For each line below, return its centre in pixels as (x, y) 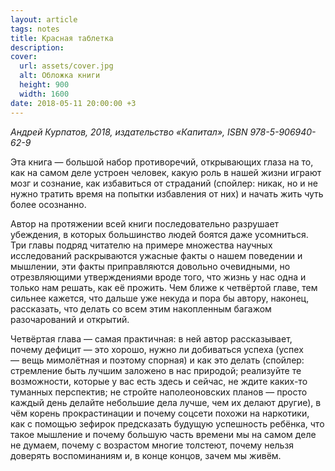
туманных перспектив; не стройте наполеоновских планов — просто (159, 392)
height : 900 (44, 85)
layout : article (44, 19)
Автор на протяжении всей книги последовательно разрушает (145, 223)
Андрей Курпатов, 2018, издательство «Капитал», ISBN (129, 132)
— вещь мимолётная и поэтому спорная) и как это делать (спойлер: (157, 360)
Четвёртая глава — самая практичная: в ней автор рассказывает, (151, 338)
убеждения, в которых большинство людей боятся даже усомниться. (159, 234)
